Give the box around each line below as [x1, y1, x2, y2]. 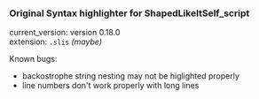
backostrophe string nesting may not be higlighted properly [21, 71, 239, 81]
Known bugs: [9, 54, 58, 65]
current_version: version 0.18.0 [9, 27, 121, 38]
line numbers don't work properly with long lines [21, 80, 200, 91]
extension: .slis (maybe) [9, 36, 103, 47]
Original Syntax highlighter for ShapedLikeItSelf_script [9, 7, 250, 19]
